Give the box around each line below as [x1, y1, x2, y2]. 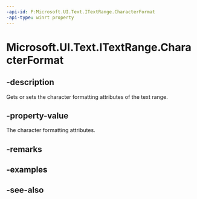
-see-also [6, 185, 44, 195]
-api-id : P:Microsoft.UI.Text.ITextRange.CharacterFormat [6, 8, 155, 15]
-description [6, 77, 54, 87]
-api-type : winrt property [6, 14, 74, 21]
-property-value [6, 110, 69, 121]
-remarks [6, 144, 42, 154]
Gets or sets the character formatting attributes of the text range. [6, 93, 168, 100]
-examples [6, 165, 48, 175]
